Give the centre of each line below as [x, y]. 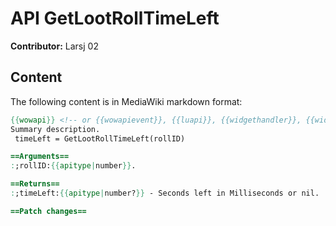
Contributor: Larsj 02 [54, 46]
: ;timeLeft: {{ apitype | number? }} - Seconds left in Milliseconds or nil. [165, 193]
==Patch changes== [48, 211]
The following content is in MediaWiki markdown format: [126, 101]
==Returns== [35, 184]
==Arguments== [40, 157]
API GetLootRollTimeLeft [115, 18]
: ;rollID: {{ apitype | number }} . [73, 166]
